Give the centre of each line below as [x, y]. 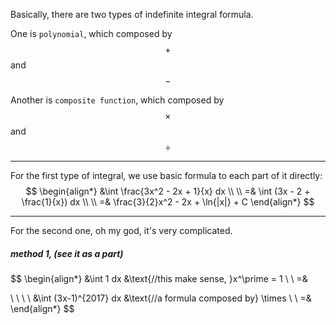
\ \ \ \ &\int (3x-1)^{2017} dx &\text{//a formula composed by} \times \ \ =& [161, 298]
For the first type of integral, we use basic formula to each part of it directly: [166, 175]
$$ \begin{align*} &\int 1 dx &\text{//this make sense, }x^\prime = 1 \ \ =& [159, 278]
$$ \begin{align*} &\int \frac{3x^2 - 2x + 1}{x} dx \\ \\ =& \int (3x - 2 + [168, 191]
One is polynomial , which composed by [91, 33]
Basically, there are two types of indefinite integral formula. [132, 14]
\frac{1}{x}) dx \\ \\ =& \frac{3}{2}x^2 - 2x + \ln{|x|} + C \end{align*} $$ [168, 202]
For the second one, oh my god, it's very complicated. [121, 230]
